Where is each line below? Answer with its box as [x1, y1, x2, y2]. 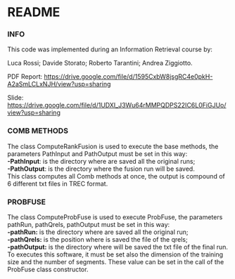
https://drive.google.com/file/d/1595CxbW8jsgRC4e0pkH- [44, 72, 213, 81]
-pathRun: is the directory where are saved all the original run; [7, 228, 189, 236]
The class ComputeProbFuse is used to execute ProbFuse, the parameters [7, 213, 223, 221]
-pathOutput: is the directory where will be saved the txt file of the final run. [7, 243, 229, 252]
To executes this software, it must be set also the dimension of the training [7, 250, 224, 259]
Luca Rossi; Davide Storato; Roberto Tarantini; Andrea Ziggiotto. [7, 59, 193, 67]
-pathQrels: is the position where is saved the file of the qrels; [7, 235, 188, 244]
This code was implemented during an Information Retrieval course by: [7, 45, 213, 53]
